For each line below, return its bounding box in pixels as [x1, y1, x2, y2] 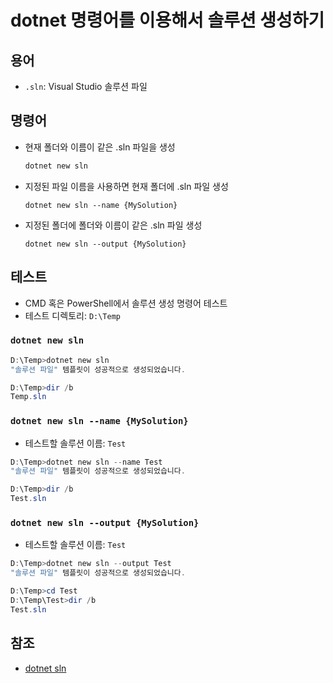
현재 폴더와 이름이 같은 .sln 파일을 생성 [24, 141, 176, 153]
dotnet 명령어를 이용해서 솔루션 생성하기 [10, 9, 325, 32]
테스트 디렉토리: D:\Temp [24, 309, 121, 321]
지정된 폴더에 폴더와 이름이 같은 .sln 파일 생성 [24, 219, 203, 231]
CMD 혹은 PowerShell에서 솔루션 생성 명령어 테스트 [24, 297, 228, 309]
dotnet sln [24, 662, 67, 674]
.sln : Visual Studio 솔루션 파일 [24, 81, 148, 92]
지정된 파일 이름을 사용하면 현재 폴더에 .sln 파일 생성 [24, 180, 229, 192]
